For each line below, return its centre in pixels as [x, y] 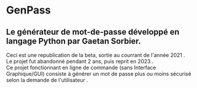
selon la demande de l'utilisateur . [47, 80]
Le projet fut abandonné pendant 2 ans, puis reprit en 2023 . [80, 61]
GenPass [29, 10]
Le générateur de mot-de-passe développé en [93, 32]
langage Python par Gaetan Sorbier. [74, 41]
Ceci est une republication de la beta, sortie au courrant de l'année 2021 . [96, 55]
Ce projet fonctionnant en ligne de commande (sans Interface [81, 67]
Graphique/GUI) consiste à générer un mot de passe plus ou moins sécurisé [99, 74]
